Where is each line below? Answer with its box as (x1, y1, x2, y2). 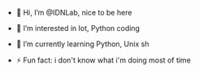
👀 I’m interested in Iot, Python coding (15, 24, 141, 32)
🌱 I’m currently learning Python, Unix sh (15, 39, 149, 49)
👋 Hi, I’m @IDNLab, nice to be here (15, 8, 132, 17)
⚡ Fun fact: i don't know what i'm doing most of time (15, 55, 191, 65)
